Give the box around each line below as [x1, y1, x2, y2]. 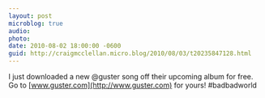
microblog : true [8, 19, 63, 28]
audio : [8, 27, 31, 35]
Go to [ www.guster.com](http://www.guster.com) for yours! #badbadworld [8, 80, 258, 90]
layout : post [8, 11, 53, 20]
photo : [8, 34, 31, 43]
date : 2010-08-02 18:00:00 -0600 [8, 42, 122, 50]
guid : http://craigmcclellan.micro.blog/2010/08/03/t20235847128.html [8, 49, 252, 58]
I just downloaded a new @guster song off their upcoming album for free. [8, 72, 254, 81]
